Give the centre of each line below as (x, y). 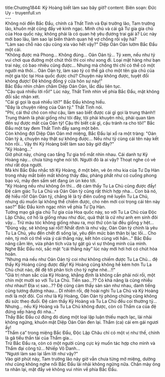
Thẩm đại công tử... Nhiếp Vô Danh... (43, 348)
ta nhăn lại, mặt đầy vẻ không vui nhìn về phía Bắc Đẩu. (61, 369)
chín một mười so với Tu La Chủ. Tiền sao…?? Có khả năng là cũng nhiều (79, 280)
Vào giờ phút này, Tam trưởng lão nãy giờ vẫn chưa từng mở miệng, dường (80, 359)
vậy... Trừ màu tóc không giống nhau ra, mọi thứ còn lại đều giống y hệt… (80, 223)
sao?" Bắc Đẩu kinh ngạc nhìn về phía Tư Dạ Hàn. (56, 207)
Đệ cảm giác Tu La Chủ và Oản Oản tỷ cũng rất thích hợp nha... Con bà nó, (81, 191)
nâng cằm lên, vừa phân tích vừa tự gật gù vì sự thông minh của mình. (76, 244)
